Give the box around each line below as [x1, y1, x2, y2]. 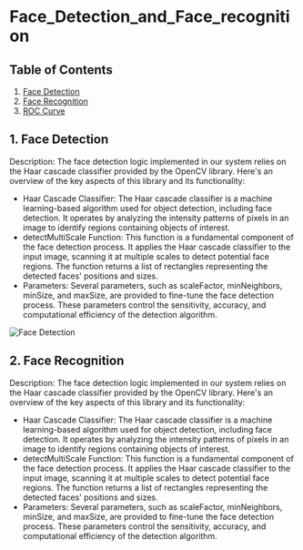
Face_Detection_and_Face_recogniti [9, 6, 290, 27]
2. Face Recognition [9, 353, 125, 369]
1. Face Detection [9, 132, 109, 148]
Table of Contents [9, 62, 114, 77]
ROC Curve [22, 106, 66, 116]
